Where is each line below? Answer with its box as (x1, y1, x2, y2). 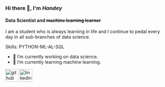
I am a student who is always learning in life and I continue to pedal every (5, 28, 160, 35)
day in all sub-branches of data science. (5, 34, 91, 40)
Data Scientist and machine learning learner (5, 17, 101, 23)
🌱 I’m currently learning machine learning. (12, 59, 101, 65)
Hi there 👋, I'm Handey (5, 5, 63, 12)
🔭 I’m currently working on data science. (12, 53, 98, 60)
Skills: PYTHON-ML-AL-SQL (5, 44, 65, 50)
